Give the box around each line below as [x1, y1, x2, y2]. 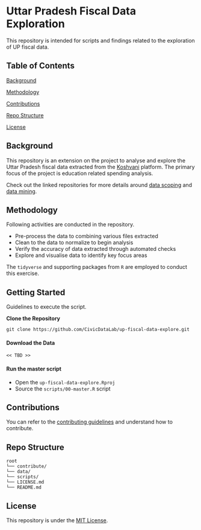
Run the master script [6, 365, 62, 372]
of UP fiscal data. [6, 43, 49, 51]
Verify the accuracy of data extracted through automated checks [14, 245, 176, 253]
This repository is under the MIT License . [6, 517, 108, 524]
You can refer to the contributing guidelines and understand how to [6, 418, 173, 425]
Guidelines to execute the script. [6, 303, 87, 310]
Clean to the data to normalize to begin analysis [14, 239, 134, 246]
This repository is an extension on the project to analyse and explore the [6, 156, 185, 164]
